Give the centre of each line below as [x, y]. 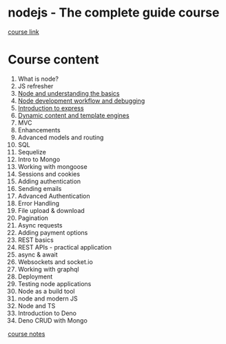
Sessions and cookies [49, 174]
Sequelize [32, 152]
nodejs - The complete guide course [114, 13]
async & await [38, 254]
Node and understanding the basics [69, 93]
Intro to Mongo [39, 159]
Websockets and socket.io [55, 262]
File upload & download [51, 210]
